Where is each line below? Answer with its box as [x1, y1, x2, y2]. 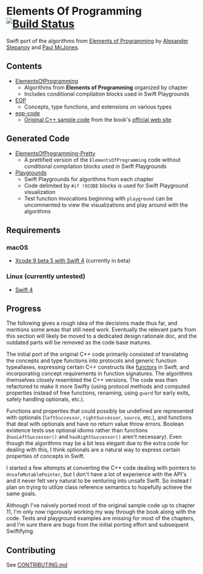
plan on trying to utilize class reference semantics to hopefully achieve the [6, 484, 192, 491]
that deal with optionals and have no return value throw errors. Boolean [6, 420, 184, 428]
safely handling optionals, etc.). [6, 396, 85, 403]
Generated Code [6, 133, 70, 144]
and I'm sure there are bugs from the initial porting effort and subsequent [6, 521, 189, 529]
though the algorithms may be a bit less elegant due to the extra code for [6, 439, 189, 447]
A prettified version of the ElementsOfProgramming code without [24, 156, 181, 163]
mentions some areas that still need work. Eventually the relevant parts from [6, 326, 196, 333]
